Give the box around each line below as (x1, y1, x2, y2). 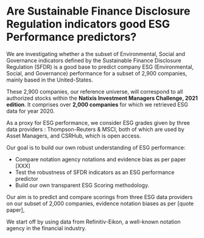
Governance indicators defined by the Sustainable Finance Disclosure (6, 57, 181, 64)
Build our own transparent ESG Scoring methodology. (15, 181, 150, 189)
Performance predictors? (6, 30, 137, 44)
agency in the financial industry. (6, 224, 86, 232)
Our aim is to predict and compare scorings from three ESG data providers (6, 193, 193, 200)
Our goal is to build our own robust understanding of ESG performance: (6, 144, 186, 151)
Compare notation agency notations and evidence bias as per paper (15, 155, 186, 163)
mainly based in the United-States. (6, 76, 93, 83)
